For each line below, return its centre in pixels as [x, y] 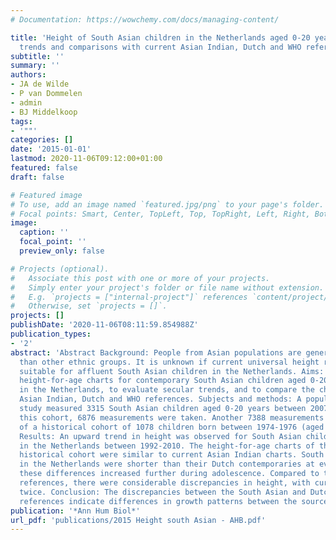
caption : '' [44, 232]
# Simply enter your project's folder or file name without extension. [167, 287]
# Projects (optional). [60, 269]
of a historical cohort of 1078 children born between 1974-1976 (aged [172, 427]
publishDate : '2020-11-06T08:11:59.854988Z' [104, 325]
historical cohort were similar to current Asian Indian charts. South [172, 455]
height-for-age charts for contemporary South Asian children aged [163, 381]
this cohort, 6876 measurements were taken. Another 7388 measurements [172, 417]
